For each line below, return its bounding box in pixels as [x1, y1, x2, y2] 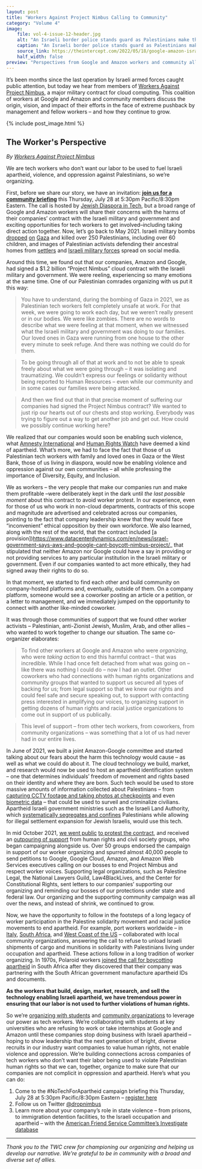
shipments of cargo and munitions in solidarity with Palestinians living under [6, 943, 195, 951]
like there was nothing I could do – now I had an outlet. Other [20, 666, 172, 673]
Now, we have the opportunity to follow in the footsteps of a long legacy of [6, 911, 191, 919]
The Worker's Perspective [6, 137, 106, 147]
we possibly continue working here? [20, 422, 111, 429]
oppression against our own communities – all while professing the [6, 466, 171, 473]
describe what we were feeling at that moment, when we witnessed [20, 322, 189, 329]
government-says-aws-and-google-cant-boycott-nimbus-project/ [6, 541, 170, 549]
